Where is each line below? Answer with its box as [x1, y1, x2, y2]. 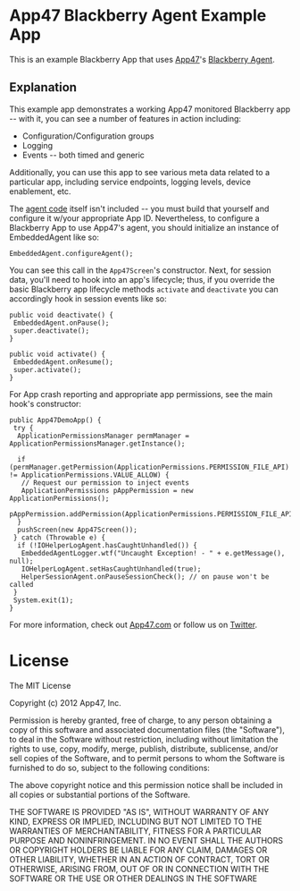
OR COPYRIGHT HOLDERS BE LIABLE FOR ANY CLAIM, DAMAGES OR [9, 844, 268, 855]
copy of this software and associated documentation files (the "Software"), [9, 724, 286, 734]
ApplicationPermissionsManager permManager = [17, 431, 190, 440]
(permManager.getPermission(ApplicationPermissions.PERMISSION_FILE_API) [9, 462, 290, 471]
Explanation [9, 80, 78, 95]
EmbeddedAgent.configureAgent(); [9, 249, 134, 258]
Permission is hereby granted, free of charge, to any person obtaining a [9, 715, 272, 726]
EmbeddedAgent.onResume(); [12, 357, 114, 367]
